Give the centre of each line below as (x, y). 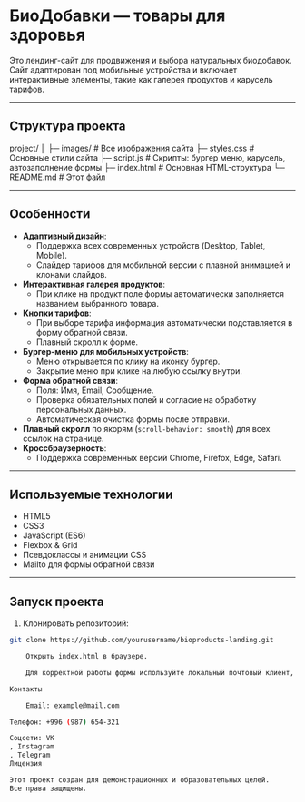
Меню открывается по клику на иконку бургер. (128, 361)
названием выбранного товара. (98, 303)
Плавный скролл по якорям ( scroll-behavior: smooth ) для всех (146, 428)
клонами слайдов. (71, 274)
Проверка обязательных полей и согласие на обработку (146, 399)
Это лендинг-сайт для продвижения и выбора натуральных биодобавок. (151, 60)
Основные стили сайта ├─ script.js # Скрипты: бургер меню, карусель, (148, 157)
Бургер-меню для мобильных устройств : (105, 351)
